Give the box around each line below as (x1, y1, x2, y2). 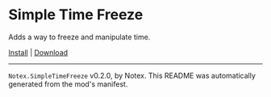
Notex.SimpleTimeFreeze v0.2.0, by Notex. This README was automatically (8, 71, 256, 80)
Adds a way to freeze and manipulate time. (8, 32, 151, 42)
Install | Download (8, 47, 69, 57)
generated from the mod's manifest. (8, 79, 128, 89)
